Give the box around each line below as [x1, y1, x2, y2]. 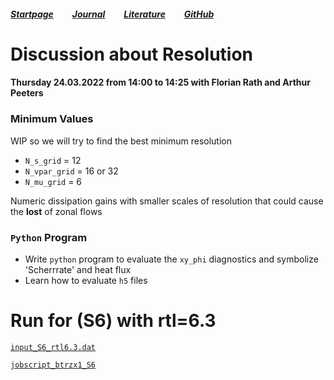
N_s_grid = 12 [24, 154, 82, 166]
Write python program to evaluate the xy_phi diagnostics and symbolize [24, 253, 319, 265]
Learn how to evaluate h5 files [24, 274, 148, 286]
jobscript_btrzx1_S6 [10, 360, 97, 370]
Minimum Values [10, 112, 94, 126]
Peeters [10, 87, 44, 99]
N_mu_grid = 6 [24, 175, 83, 187]
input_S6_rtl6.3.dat [10, 342, 97, 352]
